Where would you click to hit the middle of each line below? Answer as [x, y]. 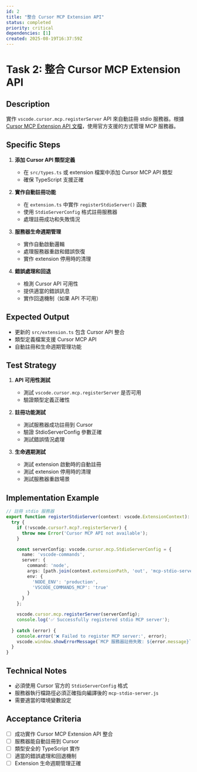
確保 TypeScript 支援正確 [53, 179]
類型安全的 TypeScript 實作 [47, 749]
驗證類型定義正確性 [47, 400]
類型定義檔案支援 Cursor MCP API [55, 339]
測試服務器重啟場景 [47, 479]
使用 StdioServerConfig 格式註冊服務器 [70, 212]
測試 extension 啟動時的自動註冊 [62, 464]
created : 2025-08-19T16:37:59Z [44, 39]
